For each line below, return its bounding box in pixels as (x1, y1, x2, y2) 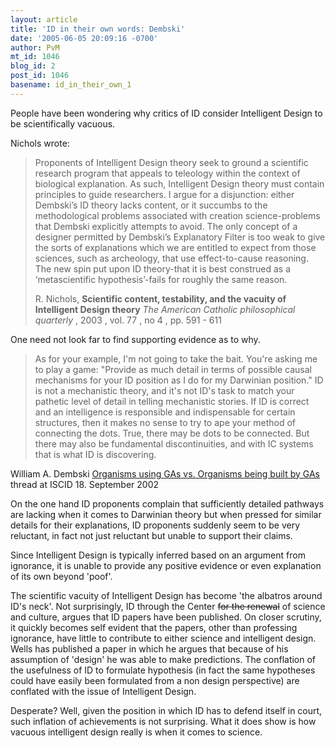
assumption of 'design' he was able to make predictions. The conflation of (10, 653, 317, 665)
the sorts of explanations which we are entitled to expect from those (34, 241, 317, 253)
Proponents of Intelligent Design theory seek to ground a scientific (34, 156, 309, 168)
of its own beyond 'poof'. (10, 570, 113, 582)
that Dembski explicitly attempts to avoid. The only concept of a (34, 220, 298, 232)
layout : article (10, 14, 78, 25)
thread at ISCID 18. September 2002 (10, 478, 159, 490)
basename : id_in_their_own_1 (10, 80, 132, 90)
